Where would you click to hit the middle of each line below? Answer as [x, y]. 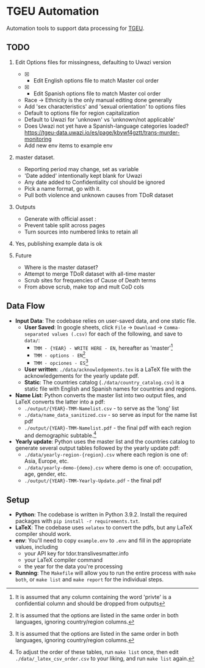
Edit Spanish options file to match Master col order [97, 94]
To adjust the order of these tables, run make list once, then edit [97, 652]
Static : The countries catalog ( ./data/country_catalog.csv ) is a [104, 382]
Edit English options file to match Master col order [96, 80]
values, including [36, 547]
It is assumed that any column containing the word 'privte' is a [93, 597]
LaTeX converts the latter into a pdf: [60, 402]
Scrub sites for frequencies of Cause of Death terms [90, 280]
